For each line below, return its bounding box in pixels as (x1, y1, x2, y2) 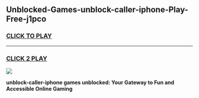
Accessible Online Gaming (6, 85, 73, 92)
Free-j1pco (6, 14, 47, 24)
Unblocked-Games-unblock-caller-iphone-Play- (6, 5, 188, 15)
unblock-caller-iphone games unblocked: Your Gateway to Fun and (6, 78, 175, 86)
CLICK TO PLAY (6, 32, 52, 40)
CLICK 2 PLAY (6, 54, 47, 62)
